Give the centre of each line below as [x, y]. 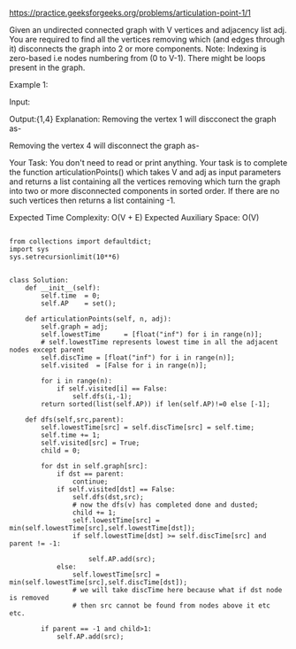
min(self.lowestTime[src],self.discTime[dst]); [99, 583]
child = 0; [61, 451]
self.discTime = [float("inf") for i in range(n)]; [138, 358]
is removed [29, 598]
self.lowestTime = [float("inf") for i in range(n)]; [152, 335]
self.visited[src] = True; [91, 443]
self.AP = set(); [79, 304]
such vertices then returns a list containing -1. [92, 200]
